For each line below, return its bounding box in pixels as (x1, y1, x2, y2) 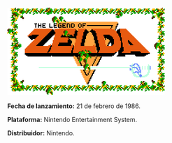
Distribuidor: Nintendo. (7, 129, 75, 137)
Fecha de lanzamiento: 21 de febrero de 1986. (7, 102, 141, 110)
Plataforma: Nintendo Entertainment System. (7, 116, 138, 123)
